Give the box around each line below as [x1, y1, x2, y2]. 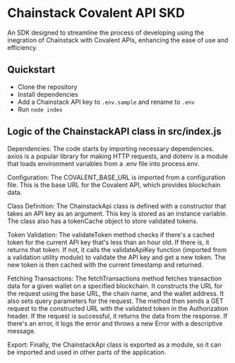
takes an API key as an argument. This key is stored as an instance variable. [7, 209, 228, 218]
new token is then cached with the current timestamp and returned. [7, 260, 203, 269]
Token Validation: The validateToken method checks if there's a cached [7, 230, 215, 239]
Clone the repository [17, 83, 78, 91]
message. [7, 326, 36, 335]
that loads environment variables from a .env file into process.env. [7, 159, 200, 167]
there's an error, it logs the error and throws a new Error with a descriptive [7, 319, 223, 328]
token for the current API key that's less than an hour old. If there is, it [7, 238, 210, 246]
